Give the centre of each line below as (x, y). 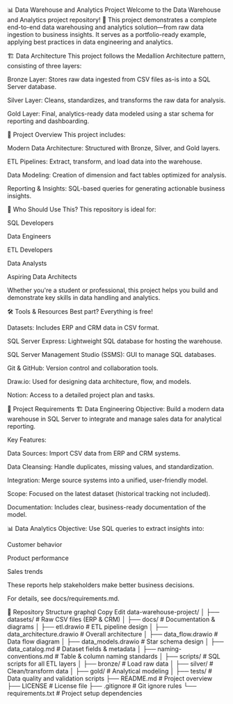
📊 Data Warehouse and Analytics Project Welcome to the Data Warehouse (114, 10)
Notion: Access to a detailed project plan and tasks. (81, 395)
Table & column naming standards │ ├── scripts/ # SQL (140, 656)
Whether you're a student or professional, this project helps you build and (113, 290)
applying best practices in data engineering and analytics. (90, 42)
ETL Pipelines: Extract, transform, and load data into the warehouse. (105, 161)
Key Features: (27, 440)
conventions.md (30, 656)
